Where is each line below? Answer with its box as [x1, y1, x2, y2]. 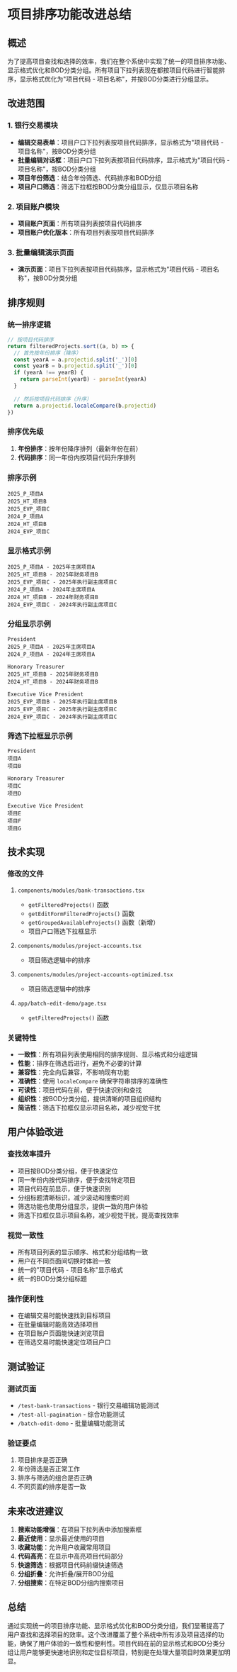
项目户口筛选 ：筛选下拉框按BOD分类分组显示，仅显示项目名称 [17, 182, 199, 191]
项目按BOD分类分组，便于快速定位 [17, 1166, 118, 1175]
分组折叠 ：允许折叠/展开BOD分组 [17, 1570, 115, 1578]
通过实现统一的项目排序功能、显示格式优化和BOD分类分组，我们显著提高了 [7, 1621, 225, 1629]
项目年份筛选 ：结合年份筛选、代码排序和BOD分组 [17, 173, 161, 182]
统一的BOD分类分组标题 [17, 1274, 87, 1283]
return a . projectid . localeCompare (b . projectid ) [13, 402, 157, 409]
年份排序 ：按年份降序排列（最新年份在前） [17, 444, 142, 452]
